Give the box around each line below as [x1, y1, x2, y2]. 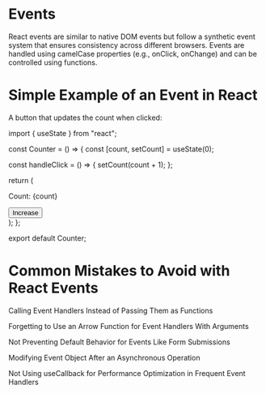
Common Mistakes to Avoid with [8, 262, 230, 280]
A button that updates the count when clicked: [8, 113, 163, 122]
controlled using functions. [8, 58, 98, 67]
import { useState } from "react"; [8, 128, 117, 138]
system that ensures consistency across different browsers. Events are [8, 40, 245, 49]
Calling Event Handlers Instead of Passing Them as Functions [8, 305, 213, 315]
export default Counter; [8, 233, 87, 243]
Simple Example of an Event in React [8, 86, 258, 105]
